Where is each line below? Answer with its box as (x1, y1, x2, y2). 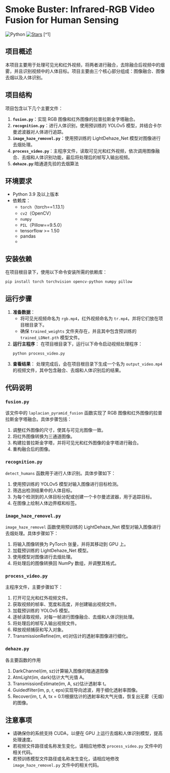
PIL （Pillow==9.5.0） (20, 222, 65, 228)
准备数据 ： (12, 309, 35, 315)
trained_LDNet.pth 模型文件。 (20, 334, 82, 340)
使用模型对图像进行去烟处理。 (12, 554, 75, 560)
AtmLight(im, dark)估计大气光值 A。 (12, 674, 87, 680)
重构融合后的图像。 (12, 446, 53, 452)
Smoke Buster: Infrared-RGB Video (5, 4, 155, 15)
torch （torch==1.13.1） (20, 204, 67, 210)
